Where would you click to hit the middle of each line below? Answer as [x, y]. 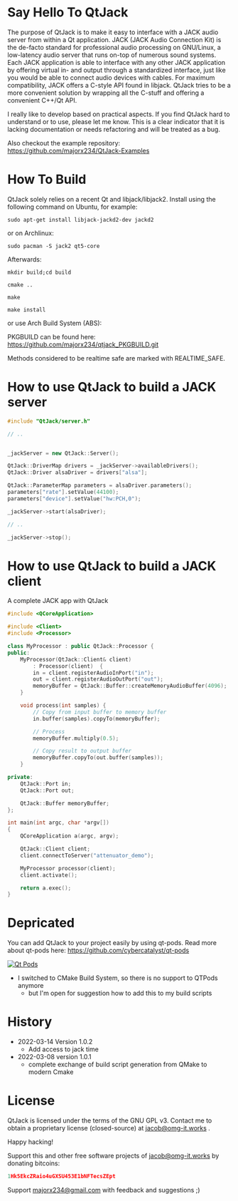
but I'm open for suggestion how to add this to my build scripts [120, 993]
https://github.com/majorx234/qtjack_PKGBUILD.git [83, 344]
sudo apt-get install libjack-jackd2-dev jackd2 [81, 220]
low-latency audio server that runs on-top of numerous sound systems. [112, 55]
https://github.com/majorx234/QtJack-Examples [79, 150]
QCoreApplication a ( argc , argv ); [70, 836]
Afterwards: [25, 259]
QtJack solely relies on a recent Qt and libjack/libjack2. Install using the [112, 199]
